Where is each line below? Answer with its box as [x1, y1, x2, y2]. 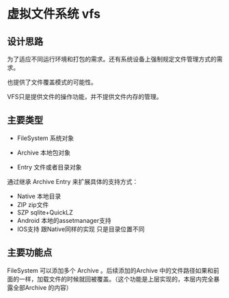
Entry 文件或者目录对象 [16, 163, 82, 171]
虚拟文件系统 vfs [7, 6, 101, 22]
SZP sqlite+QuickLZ [16, 208, 73, 216]
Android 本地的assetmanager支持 [16, 216, 111, 224]
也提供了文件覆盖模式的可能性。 [7, 78, 97, 86]
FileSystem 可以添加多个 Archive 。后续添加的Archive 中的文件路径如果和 [7, 266, 214, 274]
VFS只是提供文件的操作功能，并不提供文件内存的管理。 [7, 93, 163, 100]
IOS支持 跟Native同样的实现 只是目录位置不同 [16, 225, 145, 233]
